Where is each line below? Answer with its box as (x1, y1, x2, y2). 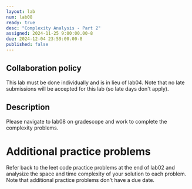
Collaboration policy (6, 63, 82, 74)
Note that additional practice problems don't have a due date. (6, 177, 154, 184)
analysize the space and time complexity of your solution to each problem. (6, 170, 187, 177)
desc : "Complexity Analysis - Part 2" (6, 25, 101, 31)
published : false (6, 42, 49, 48)
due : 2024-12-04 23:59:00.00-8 (6, 36, 83, 42)
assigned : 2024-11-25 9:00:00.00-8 (6, 31, 93, 37)
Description (6, 102, 50, 112)
